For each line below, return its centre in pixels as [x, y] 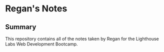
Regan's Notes [36, 9]
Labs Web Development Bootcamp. [42, 44]
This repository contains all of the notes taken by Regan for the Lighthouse [82, 39]
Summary [21, 27]
